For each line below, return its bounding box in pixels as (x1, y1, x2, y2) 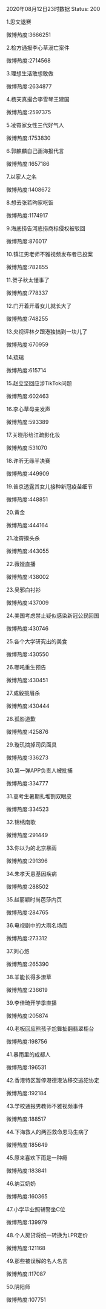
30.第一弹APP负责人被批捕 (6, 767, 73, 774)
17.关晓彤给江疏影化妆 (6, 431, 61, 439)
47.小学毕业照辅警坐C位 (6, 1206, 65, 1213)
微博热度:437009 (6, 599, 49, 606)
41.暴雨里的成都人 (6, 1051, 51, 1058)
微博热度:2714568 (6, 57, 51, 64)
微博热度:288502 (6, 883, 49, 890)
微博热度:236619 (6, 986, 48, 993)
